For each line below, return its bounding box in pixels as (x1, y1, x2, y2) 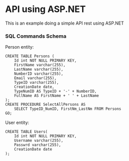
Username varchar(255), (14, 138, 64, 143)
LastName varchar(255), (14, 67, 64, 72)
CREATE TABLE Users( (5, 129, 48, 134)
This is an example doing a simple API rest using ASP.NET (5, 20, 124, 26)
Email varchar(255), (14, 76, 57, 81)
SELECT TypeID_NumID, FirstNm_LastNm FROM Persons (14, 106, 122, 111)
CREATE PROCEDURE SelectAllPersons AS (5, 102, 86, 107)
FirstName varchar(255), (14, 63, 66, 68)
